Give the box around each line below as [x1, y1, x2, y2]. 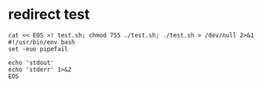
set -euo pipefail [8, 45, 68, 53]
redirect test [8, 5, 90, 24]
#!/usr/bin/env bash [8, 38, 76, 46]
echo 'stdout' [8, 59, 55, 67]
